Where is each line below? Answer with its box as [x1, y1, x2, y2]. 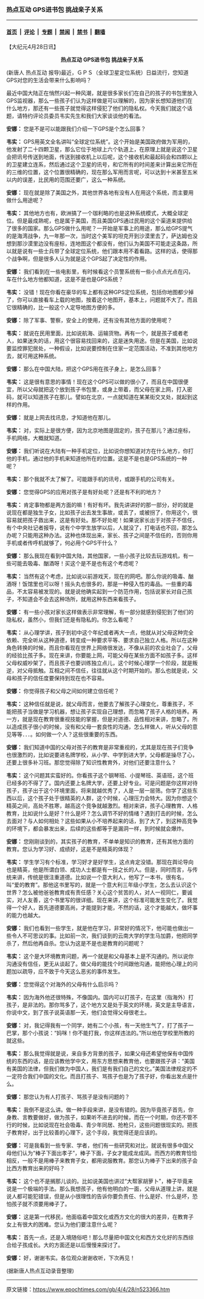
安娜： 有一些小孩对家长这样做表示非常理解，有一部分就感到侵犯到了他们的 [6, 608, 194, 615]
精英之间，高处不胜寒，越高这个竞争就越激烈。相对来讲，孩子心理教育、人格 [6, 802, 198, 809]
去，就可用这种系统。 [6, 352, 59, 359]
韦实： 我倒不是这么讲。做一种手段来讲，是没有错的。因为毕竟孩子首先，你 [6, 1106, 194, 1113]
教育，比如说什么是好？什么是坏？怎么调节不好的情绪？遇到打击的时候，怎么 [6, 810, 198, 817]
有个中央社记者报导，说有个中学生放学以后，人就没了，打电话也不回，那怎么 [6, 524, 198, 531]
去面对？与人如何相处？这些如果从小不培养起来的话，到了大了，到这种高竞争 [6, 817, 198, 824]
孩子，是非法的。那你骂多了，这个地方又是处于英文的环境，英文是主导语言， [6, 1001, 198, 1008]
